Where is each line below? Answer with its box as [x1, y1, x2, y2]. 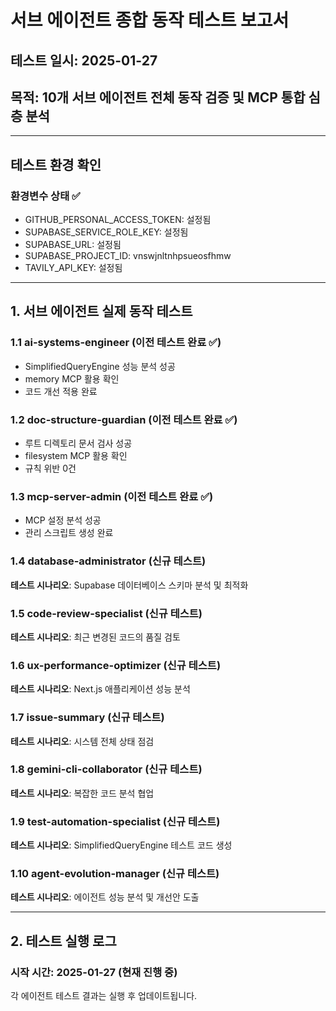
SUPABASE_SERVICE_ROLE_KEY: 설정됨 [24, 226, 189, 238]
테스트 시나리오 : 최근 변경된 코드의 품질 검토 [10, 631, 181, 643]
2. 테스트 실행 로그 [10, 932, 117, 950]
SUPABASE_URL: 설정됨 [24, 239, 122, 251]
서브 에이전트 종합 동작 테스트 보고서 [10, 9, 290, 32]
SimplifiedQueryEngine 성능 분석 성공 [24, 360, 176, 372]
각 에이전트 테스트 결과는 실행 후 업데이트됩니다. [10, 990, 198, 1002]
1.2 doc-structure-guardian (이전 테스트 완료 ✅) [10, 412, 238, 426]
